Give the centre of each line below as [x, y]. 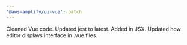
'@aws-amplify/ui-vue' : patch [44, 12]
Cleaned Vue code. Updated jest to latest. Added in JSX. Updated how [94, 29]
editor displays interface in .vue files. [52, 35]
